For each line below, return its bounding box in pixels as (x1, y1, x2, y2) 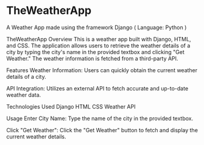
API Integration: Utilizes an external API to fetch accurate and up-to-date (6, 84, 189, 92)
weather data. (6, 91, 41, 98)
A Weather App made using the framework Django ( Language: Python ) (6, 24, 187, 31)
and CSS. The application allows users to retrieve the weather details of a (6, 42, 191, 49)
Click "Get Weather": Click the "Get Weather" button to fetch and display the (6, 126, 198, 133)
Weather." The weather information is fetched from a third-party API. (6, 55, 178, 62)
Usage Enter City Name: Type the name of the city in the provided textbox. (6, 115, 194, 122)
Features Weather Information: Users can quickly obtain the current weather (6, 66, 198, 73)
